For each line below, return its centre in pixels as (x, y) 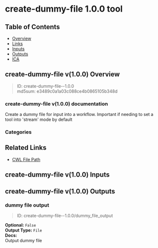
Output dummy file (24, 240)
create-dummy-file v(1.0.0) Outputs (60, 191)
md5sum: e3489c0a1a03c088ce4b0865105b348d (67, 91)
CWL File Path (26, 159)
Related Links (26, 148)
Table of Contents (33, 27)
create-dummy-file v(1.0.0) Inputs (57, 175)
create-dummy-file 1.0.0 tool (64, 9)
